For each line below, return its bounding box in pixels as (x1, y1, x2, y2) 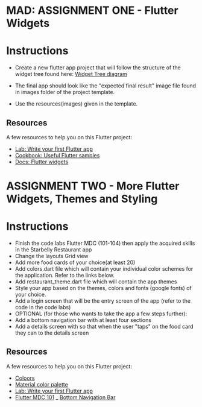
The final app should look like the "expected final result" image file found (14, 82, 197, 89)
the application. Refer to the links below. (14, 272, 115, 279)
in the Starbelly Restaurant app (14, 246, 92, 253)
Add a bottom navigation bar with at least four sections (14, 317, 152, 324)
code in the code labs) (14, 304, 71, 311)
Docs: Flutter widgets (14, 158, 68, 165)
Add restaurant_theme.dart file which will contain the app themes (14, 278, 177, 285)
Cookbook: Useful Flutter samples (14, 151, 100, 159)
